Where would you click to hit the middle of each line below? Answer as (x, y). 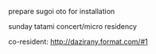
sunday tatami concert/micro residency (73, 26)
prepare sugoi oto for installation (62, 11)
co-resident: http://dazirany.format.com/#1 (78, 41)
